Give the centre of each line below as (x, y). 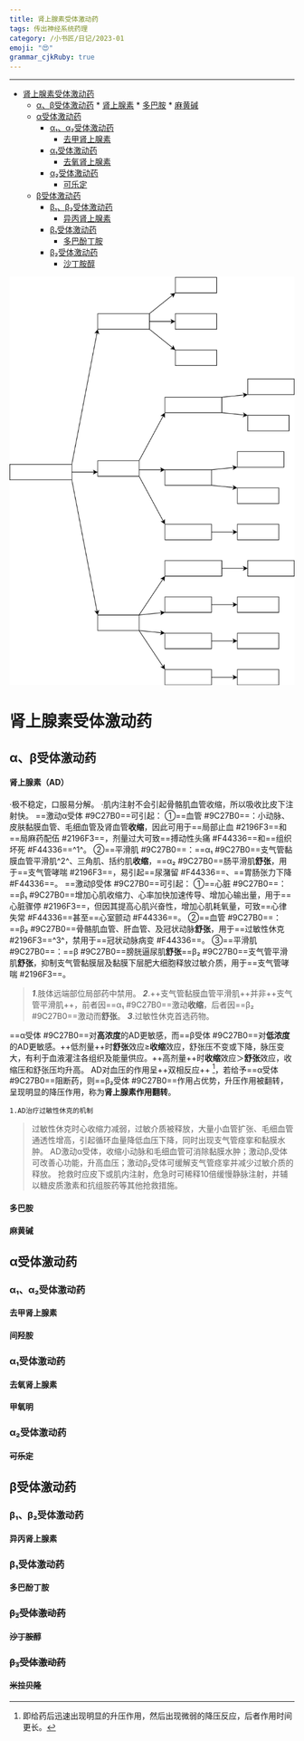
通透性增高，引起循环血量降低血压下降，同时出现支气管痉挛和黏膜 (154, 1140)
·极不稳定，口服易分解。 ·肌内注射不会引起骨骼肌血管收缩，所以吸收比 (140, 804)
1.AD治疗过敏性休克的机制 (51, 1111)
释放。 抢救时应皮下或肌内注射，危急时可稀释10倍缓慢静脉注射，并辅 (160, 1174)
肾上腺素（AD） (39, 783)
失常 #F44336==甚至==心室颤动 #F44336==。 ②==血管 (118, 917)
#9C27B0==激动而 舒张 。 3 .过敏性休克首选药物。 (123, 1015)
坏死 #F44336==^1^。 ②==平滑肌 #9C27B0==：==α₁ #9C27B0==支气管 (147, 849)
